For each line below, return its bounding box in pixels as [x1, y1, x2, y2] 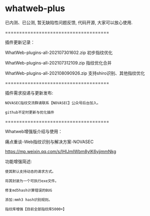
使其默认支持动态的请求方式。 [5, 169, 56, 174]
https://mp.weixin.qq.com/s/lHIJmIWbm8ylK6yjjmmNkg [5, 149, 117, 154]
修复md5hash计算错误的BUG [5, 188, 52, 193]
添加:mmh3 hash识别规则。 [5, 197, 52, 202]
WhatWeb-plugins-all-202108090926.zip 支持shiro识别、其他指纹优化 [5, 70, 145, 76]
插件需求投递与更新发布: [5, 90, 53, 96]
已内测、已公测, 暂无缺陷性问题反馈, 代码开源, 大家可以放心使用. [5, 19, 133, 25]
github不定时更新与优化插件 [5, 110, 54, 115]
